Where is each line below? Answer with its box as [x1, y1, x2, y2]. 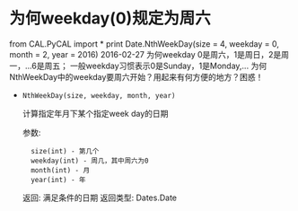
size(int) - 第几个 [31, 146, 100, 155]
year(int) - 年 [31, 175, 86, 184]
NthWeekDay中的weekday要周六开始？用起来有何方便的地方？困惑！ [9, 71, 264, 82]
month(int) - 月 [31, 165, 91, 175]
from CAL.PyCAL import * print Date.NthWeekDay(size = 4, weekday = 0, [9, 38, 280, 49]
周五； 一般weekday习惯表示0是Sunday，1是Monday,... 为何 [44, 60, 267, 71]
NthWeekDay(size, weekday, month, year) [22, 91, 176, 100]
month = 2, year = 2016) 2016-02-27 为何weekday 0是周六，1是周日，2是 [9, 48, 282, 59]
